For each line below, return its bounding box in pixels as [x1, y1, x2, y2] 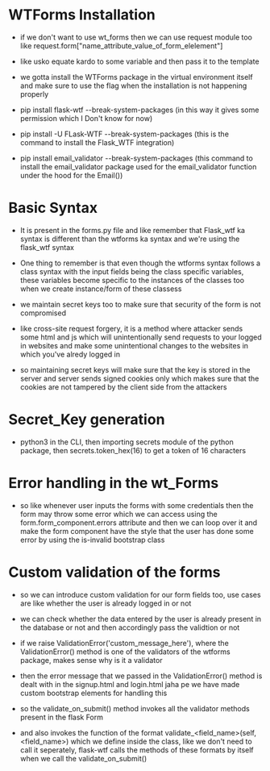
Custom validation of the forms [8, 563, 221, 581]
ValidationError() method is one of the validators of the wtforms [19, 647, 231, 656]
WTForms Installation [8, 6, 156, 24]
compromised [19, 308, 67, 318]
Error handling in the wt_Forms [8, 474, 219, 492]
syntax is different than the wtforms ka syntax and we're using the [19, 234, 240, 244]
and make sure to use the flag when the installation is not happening [19, 81, 247, 90]
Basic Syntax [8, 199, 98, 217]
